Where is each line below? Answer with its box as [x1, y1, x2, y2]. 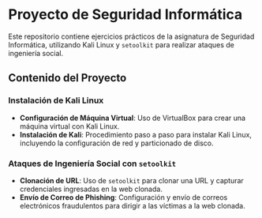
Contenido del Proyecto [8, 71, 127, 85]
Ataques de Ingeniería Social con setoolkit [8, 158, 176, 169]
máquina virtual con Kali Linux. [19, 121, 120, 131]
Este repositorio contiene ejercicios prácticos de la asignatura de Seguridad [8, 32, 255, 41]
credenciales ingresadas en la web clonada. [19, 184, 163, 194]
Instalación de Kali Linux [8, 95, 104, 106]
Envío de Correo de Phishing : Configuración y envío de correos [19, 192, 228, 202]
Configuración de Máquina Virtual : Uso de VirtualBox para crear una [19, 113, 246, 122]
